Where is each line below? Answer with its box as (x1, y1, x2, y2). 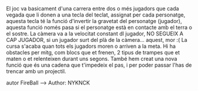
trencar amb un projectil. (6, 68, 66, 74)
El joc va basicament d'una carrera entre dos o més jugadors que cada (6, 5, 180, 12)
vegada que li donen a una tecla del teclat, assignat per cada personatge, (6, 11, 186, 18)
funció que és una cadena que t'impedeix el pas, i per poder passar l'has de (6, 61, 192, 69)
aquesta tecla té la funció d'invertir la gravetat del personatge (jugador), (6, 18, 182, 24)
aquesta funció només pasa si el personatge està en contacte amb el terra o (6, 24, 193, 31)
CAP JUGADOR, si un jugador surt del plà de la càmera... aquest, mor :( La (6, 37, 188, 43)
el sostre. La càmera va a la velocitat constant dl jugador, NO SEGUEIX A (6, 30, 184, 37)
